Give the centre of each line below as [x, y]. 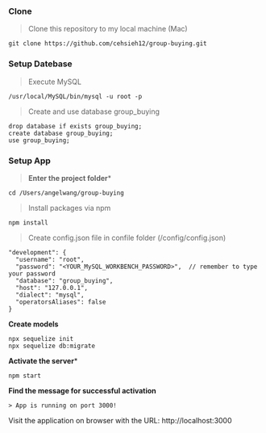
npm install [28, 223]
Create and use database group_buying [94, 111]
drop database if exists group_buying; [75, 126]
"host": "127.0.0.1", [52, 288]
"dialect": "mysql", [50, 295]
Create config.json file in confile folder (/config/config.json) [127, 238]
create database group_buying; [61, 133]
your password [32, 273]
